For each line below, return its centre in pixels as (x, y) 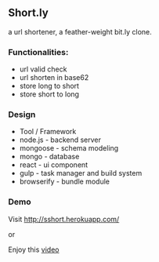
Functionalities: (38, 52)
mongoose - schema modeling (69, 148)
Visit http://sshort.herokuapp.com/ (64, 219)
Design (22, 115)
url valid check (43, 69)
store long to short (49, 86)
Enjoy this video (34, 249)
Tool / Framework (48, 132)
